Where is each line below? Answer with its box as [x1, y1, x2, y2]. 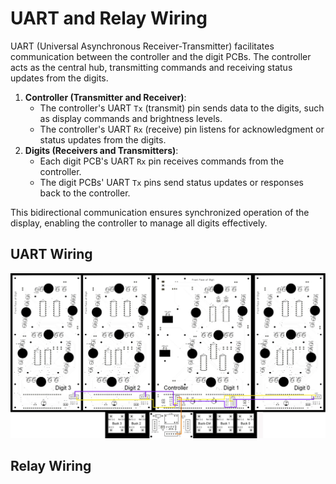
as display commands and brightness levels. [39, 112, 223, 124]
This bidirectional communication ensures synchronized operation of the [10, 206, 310, 218]
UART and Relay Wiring [10, 7, 208, 30]
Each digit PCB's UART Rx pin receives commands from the [39, 155, 285, 167]
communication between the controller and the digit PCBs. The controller [10, 50, 312, 62]
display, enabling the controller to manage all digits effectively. [10, 217, 268, 229]
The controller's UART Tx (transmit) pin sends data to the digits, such [39, 102, 325, 114]
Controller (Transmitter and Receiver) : [24, 91, 187, 103]
